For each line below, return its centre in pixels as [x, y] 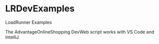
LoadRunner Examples [28, 22]
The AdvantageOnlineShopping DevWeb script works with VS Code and [80, 32]
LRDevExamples [40, 9]
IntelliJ [12, 37]
